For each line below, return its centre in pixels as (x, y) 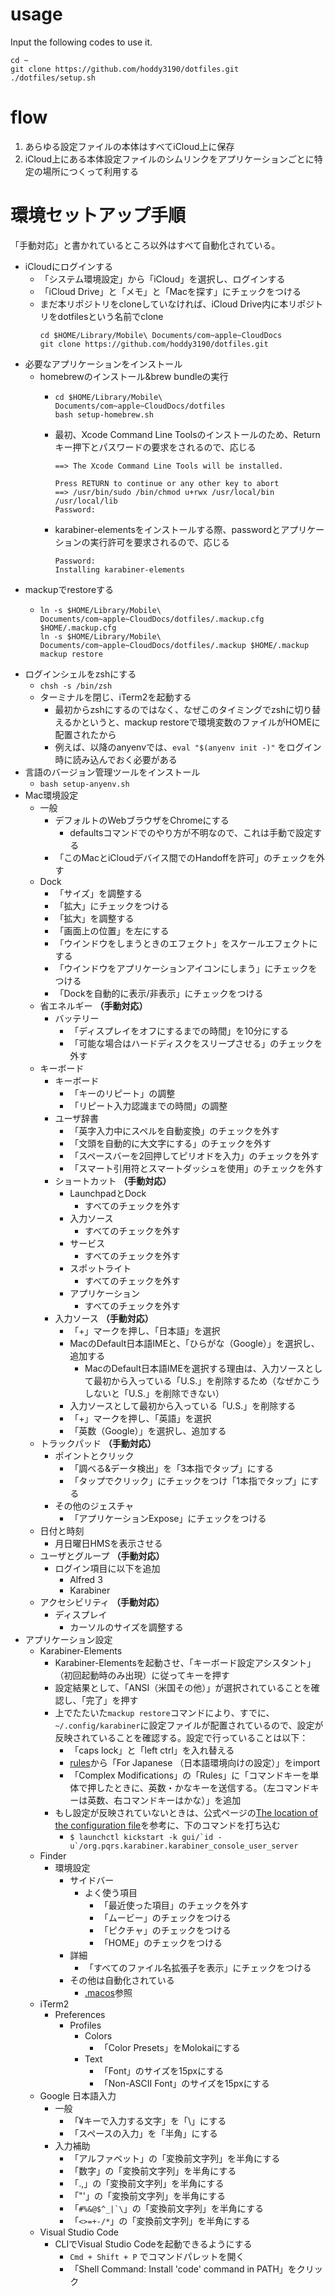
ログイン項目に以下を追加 (107, 1568)
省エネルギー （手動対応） (93, 1005)
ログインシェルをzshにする (80, 674)
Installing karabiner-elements (119, 569)
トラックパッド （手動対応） (98, 1443)
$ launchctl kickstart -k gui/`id (141, 1837)
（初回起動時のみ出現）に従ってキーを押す (142, 1675)
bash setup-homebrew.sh (104, 414)
